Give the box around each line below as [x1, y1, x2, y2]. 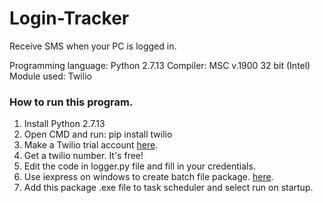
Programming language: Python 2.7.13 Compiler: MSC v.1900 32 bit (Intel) [9, 59, 311, 71]
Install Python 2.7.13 [23, 118, 106, 130]
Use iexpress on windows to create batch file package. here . [23, 171, 274, 183]
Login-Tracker [9, 7, 130, 30]
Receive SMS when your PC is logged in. [9, 40, 177, 52]
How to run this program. [9, 95, 134, 109]
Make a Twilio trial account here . [23, 139, 159, 151]
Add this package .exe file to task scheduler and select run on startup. [23, 182, 314, 194]
